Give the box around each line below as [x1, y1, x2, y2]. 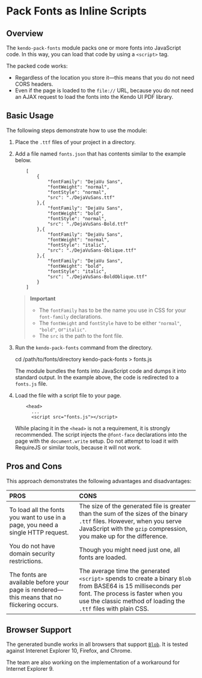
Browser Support [6, 625, 72, 635]
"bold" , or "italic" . [38, 326, 87, 333]
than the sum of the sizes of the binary [79, 509, 188, 518]
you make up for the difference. [79, 532, 168, 540]
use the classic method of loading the [79, 597, 185, 605]
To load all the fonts [9, 505, 65, 514]
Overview [6, 28, 44, 39]
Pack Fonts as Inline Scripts [6, 4, 147, 18]
